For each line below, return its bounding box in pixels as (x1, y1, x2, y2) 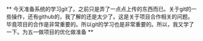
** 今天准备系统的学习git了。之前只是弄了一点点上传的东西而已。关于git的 (6, 6, 192, 12)
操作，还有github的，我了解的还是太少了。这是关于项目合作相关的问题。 (11, 13, 193, 20)
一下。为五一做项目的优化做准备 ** (6, 28, 93, 35)
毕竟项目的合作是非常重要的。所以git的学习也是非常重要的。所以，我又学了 (6, 21, 194, 28)
